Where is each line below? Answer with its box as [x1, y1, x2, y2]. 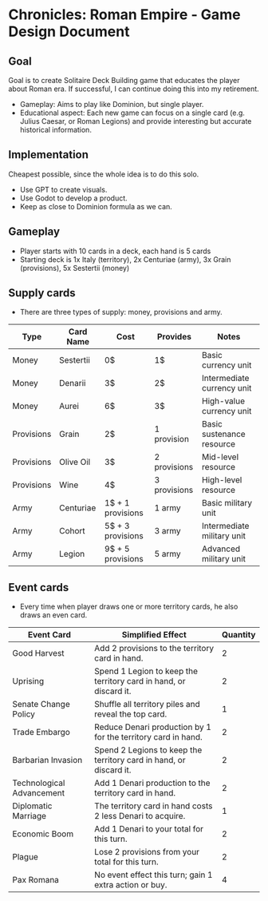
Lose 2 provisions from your [94, 847, 200, 858]
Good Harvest [12, 648, 65, 659]
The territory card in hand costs [94, 800, 213, 812]
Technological [12, 777, 65, 788]
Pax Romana [12, 875, 60, 886]
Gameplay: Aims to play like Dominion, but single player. [19, 100, 204, 109]
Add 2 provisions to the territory [94, 643, 214, 654]
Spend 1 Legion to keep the [94, 665, 198, 677]
